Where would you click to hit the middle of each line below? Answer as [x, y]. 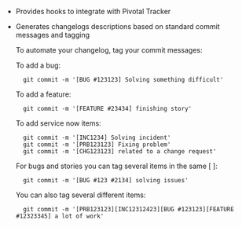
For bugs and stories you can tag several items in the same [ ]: [116, 166]
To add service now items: [58, 123]
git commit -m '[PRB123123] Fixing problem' [97, 145]
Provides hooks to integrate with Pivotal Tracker [93, 11]
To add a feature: [43, 94]
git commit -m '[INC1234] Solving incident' [97, 137]
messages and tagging [53, 35]
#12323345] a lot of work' [60, 216]
